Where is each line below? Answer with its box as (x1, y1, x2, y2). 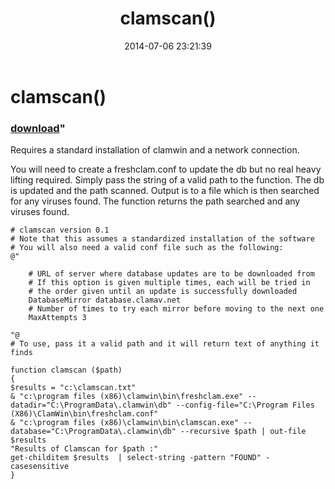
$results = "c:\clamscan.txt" (10, 383, 137, 393)
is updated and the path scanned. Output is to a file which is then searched (10, 185, 320, 197)
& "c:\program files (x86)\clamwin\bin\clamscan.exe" (10, 418, 240, 428)
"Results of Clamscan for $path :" (10, 444, 159, 454)
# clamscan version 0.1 (10, 225, 110, 236)
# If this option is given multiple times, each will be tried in (28, 278, 311, 288)
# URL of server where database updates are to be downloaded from (28, 269, 315, 279)
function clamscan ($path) (10, 365, 123, 376)
